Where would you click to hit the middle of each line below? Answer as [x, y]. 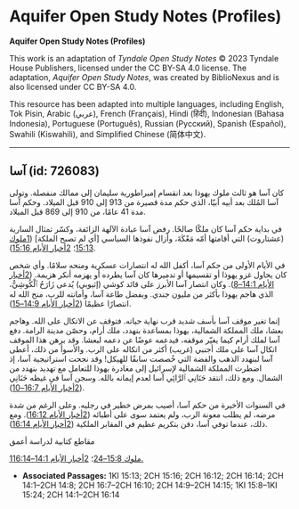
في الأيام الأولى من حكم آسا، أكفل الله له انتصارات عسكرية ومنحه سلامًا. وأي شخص [147, 265]
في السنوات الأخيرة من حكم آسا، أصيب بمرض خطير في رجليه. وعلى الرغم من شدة [147, 405]
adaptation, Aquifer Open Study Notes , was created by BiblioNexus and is [145, 77]
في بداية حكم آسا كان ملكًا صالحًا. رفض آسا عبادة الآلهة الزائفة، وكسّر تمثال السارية [145, 228]
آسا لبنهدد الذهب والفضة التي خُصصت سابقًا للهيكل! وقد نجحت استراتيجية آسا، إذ [141, 358]
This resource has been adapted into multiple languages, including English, [147, 103]
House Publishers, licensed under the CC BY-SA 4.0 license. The [128, 68]
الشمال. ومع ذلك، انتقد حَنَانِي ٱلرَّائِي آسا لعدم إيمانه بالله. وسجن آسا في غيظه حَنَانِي [146, 377]
